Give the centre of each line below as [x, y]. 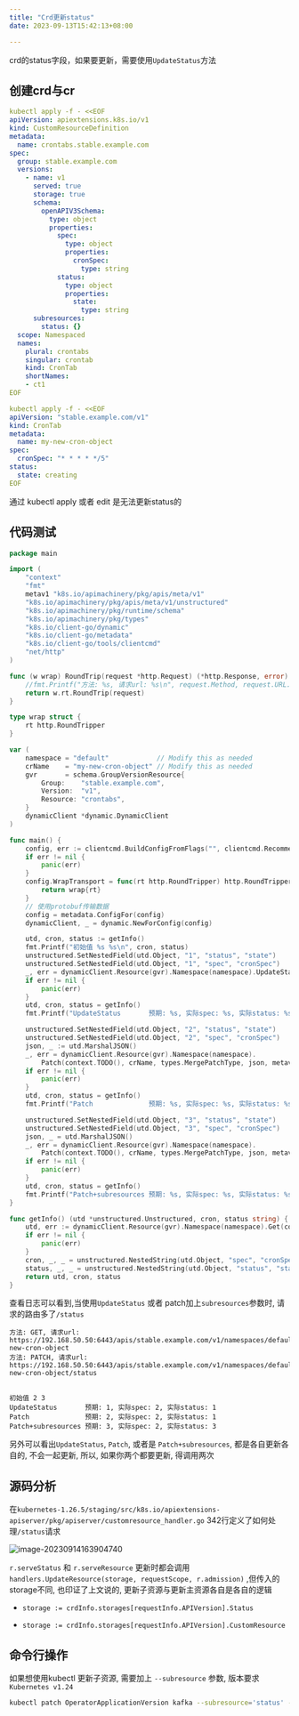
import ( [25, 569]
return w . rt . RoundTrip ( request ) [85, 693]
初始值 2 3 [28, 1398]
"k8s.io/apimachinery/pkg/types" [87, 619]
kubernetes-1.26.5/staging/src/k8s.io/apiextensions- [119, 1510]
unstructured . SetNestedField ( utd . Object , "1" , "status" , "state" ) [151, 956]
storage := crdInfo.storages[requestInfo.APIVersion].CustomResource [154, 1626]
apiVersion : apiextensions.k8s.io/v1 [79, 120]
